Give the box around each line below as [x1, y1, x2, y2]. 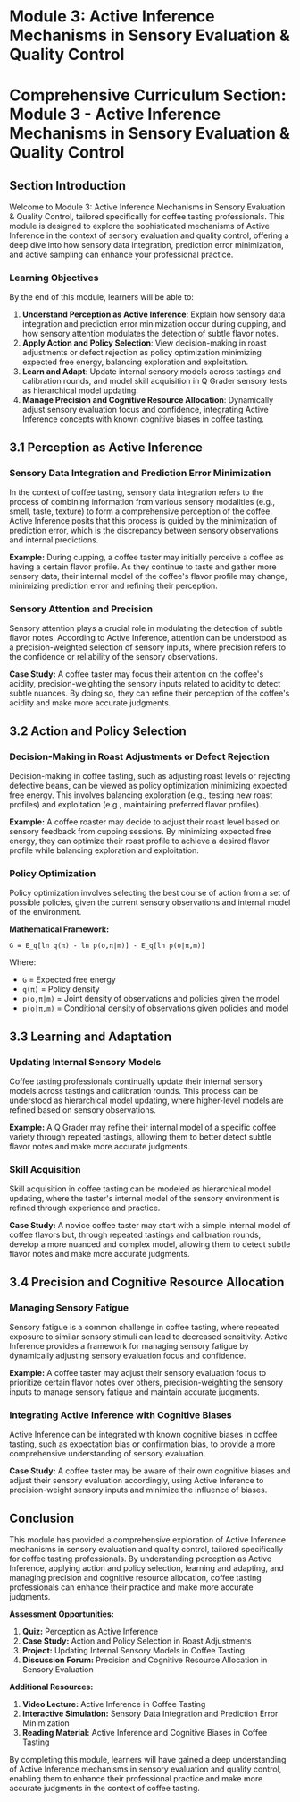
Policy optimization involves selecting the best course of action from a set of [9, 888, 291, 899]
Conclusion [9, 1510, 75, 1525]
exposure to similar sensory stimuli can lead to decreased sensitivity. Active [9, 1331, 288, 1342]
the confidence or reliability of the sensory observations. [9, 652, 219, 662]
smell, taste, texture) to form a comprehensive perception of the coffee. [9, 506, 272, 517]
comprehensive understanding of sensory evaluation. [9, 1448, 206, 1459]
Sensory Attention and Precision [9, 602, 154, 615]
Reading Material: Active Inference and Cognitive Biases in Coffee [21, 1728, 268, 1738]
